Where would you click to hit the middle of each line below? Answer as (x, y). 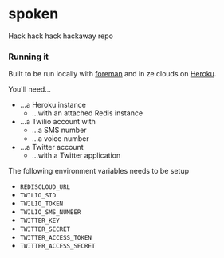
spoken (33, 14)
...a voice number (60, 139)
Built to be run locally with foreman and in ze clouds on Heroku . (112, 74)
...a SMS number (59, 130)
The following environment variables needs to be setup (99, 171)
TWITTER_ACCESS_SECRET (57, 246)
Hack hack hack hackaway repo (61, 36)
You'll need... (30, 89)
